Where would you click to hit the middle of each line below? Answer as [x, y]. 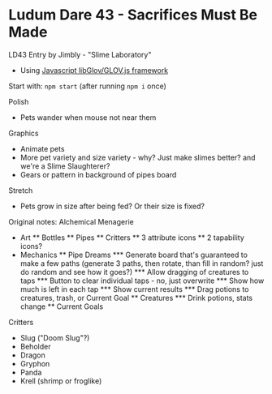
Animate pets [42, 148]
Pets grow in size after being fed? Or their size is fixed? [112, 206]
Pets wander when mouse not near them [88, 117]
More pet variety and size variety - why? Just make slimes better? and [138, 157]
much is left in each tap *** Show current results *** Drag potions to [134, 289]
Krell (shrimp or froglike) [61, 381]
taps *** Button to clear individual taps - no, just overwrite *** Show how [142, 281]
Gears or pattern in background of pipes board [98, 174]
